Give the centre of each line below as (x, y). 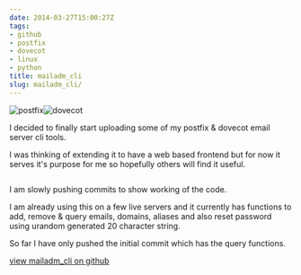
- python (26, 68)
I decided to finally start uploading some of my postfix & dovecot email (140, 128)
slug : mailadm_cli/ (46, 84)
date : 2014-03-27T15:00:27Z (62, 18)
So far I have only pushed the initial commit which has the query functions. (147, 243)
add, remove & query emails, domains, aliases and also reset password (141, 216)
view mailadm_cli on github (59, 261)
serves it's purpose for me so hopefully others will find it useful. (127, 164)
